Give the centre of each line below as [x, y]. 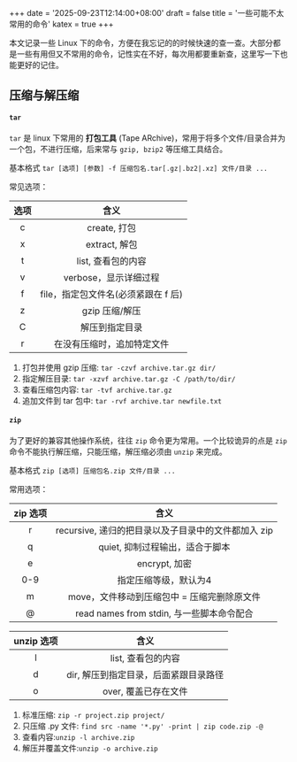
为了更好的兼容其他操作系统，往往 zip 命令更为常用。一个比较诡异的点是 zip [148, 440]
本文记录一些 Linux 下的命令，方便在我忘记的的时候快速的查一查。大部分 [141, 43]
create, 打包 [112, 227]
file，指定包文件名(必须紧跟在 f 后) [112, 294]
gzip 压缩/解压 [111, 311]
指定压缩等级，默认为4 [164, 580]
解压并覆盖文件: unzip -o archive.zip [90, 748]
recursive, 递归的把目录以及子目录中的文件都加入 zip [164, 530]
